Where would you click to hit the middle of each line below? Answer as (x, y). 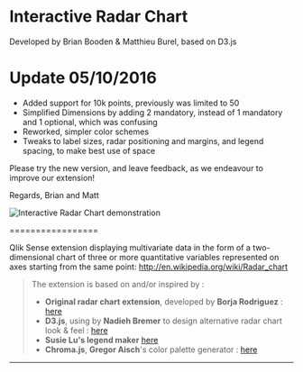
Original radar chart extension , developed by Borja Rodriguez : (164, 301)
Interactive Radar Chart (99, 17)
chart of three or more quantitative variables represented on (168, 257)
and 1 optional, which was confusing (90, 122)
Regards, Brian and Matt (54, 195)
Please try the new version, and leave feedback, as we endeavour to (137, 168)
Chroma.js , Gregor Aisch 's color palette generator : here (151, 349)
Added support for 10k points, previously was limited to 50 (131, 103)
